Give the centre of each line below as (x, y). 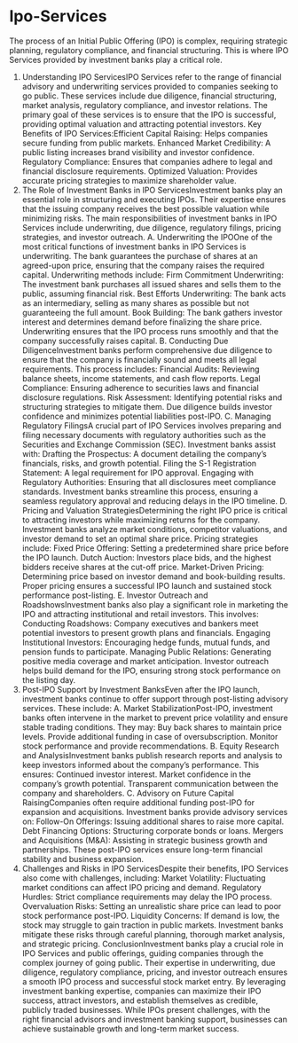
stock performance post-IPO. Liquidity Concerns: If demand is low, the (151, 915)
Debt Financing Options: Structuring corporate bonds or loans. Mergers (153, 830)
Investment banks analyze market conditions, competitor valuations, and (154, 529)
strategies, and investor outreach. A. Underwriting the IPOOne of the (147, 237)
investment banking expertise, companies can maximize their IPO (141, 991)
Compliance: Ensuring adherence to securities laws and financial (140, 388)
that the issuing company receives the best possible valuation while (145, 208)
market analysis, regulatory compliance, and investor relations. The (145, 105)
